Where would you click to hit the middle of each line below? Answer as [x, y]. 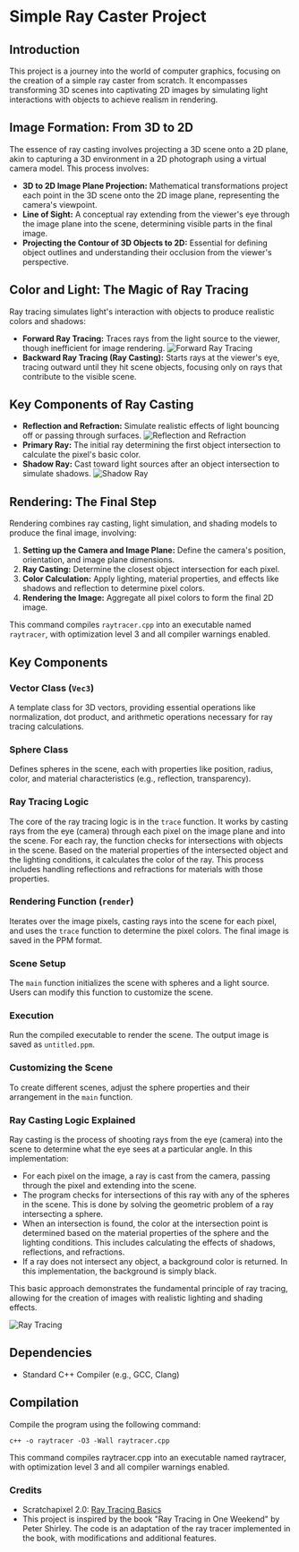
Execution [32, 1016]
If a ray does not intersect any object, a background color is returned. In [155, 1262]
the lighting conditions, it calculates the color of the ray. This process [137, 859]
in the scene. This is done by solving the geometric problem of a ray [148, 1205]
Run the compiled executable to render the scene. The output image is [139, 1035]
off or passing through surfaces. [82, 435]
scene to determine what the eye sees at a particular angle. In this [131, 1149]
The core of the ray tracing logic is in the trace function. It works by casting [149, 821]
